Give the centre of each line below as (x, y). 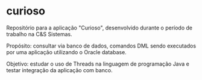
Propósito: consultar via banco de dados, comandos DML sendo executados (101, 46)
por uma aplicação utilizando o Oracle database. (66, 52)
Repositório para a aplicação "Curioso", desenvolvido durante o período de (99, 28)
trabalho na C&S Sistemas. (39, 34)
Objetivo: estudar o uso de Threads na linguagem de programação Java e (98, 64)
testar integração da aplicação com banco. (59, 70)
